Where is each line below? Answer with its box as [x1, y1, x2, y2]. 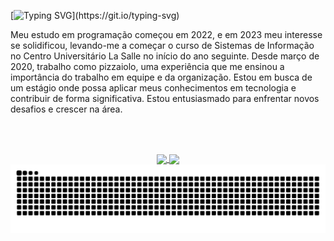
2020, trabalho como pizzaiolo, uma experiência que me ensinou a [10, 61, 285, 72]
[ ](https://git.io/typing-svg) [10, 10, 180, 21]
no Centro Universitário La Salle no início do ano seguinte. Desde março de [10, 50, 320, 62]
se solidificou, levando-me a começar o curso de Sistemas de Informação [10, 40, 315, 51]
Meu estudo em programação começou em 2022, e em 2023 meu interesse [10, 29, 323, 40]
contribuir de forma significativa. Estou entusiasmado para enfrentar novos [10, 93, 320, 104]
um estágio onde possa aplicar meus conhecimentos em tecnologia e [10, 82, 297, 94]
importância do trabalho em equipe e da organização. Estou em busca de [10, 71, 313, 83]
